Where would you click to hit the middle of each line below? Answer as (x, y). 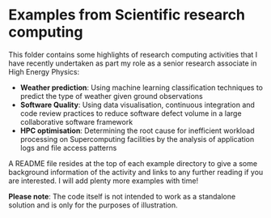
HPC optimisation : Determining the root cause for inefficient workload (137, 130)
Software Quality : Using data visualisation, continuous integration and (137, 105)
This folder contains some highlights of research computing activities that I (133, 54)
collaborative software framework (76, 122)
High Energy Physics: (44, 71)
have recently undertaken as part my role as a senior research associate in (133, 63)
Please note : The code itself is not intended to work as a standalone (122, 196)
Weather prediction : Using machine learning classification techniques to (141, 88)
